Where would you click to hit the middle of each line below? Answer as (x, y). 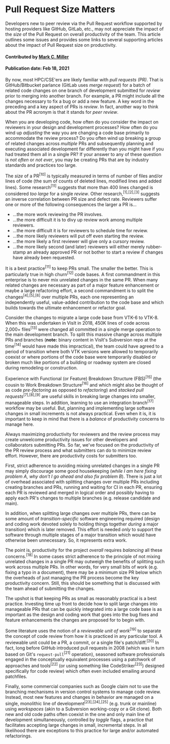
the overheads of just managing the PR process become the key (72, 578)
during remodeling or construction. (42, 367)
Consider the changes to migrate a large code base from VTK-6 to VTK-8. (82, 317)
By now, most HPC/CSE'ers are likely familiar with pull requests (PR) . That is (84, 79)
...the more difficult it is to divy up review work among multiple (77, 220)
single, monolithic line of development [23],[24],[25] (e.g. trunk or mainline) (81, 703)
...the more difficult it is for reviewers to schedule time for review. (80, 230)
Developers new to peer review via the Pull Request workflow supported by (84, 23)
